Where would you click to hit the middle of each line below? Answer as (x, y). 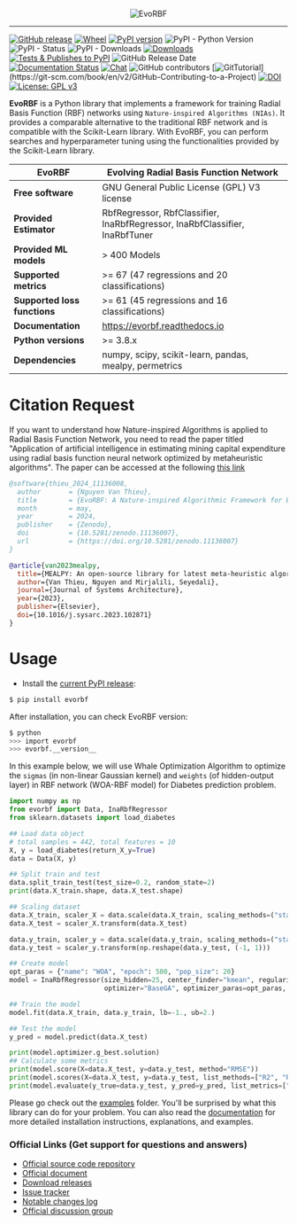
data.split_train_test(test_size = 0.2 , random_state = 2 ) (112, 883)
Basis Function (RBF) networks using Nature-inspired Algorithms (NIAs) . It (147, 113)
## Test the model (43, 1028)
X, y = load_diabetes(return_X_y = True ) (83, 850)
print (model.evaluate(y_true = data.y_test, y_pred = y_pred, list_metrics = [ (148, 1086)
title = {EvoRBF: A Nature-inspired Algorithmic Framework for (150, 500)
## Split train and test (55, 874)
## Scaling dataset (45, 907)
